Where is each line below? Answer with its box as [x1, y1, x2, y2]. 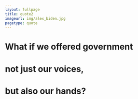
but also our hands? [5, 85, 86, 97]
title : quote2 [5, 12, 34, 16]
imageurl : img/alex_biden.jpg [5, 16, 66, 21]
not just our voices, [5, 63, 84, 74]
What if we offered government [5, 42, 134, 52]
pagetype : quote [5, 20, 38, 26]
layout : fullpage [5, 7, 40, 12]
